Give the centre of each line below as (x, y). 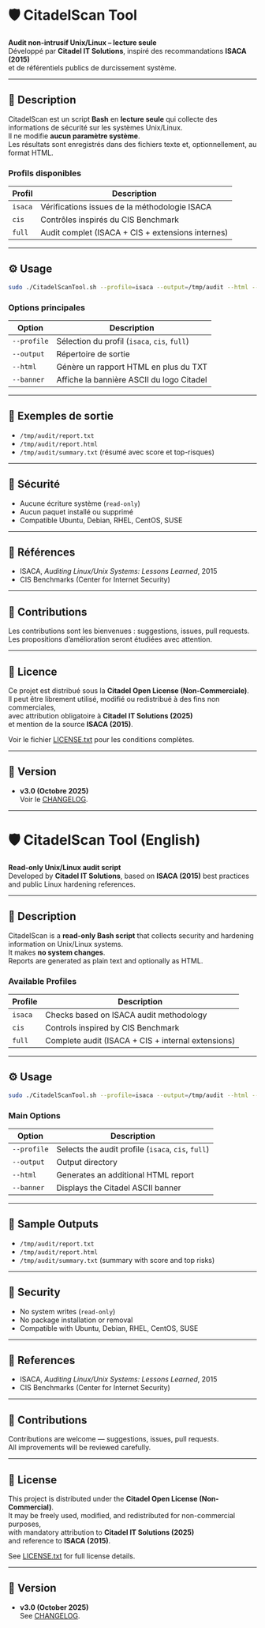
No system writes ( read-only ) (67, 1311)
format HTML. (31, 153)
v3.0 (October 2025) (54, 1607)
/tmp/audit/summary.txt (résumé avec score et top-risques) (117, 452)
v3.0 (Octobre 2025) (54, 790)
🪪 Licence (33, 671)
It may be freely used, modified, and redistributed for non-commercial (122, 1515)
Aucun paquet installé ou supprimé (77, 511)
